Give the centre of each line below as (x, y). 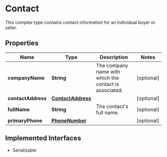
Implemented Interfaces (43, 138)
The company (112, 65)
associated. (110, 90)
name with (108, 71)
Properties (22, 43)
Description (114, 57)
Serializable (24, 150)
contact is (108, 84)
